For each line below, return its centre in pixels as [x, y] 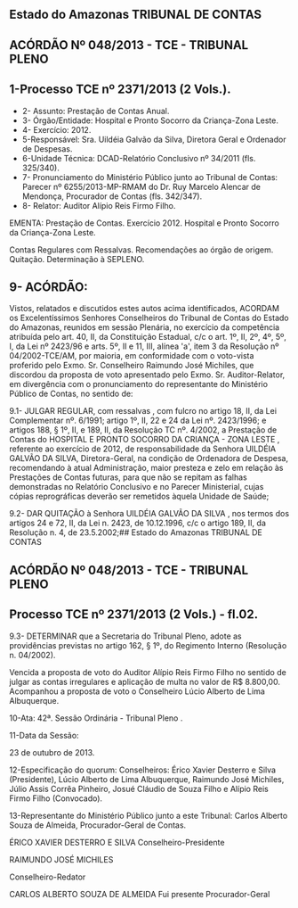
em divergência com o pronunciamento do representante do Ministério [139, 384]
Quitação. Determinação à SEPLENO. [77, 259]
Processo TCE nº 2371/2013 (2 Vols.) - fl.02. [134, 615]
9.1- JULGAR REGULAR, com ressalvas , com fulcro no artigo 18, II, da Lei [143, 411]
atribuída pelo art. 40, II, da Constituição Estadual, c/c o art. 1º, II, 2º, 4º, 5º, [148, 337]
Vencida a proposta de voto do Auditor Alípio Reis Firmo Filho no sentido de [148, 672]
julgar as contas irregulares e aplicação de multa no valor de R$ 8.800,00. [145, 681]
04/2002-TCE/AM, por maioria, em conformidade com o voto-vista [132, 356]
